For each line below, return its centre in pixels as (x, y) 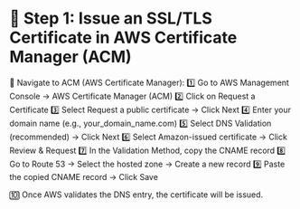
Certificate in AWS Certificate (123, 38)
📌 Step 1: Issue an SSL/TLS (111, 19)
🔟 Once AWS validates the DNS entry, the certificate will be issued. (136, 195)
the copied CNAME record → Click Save (84, 176)
